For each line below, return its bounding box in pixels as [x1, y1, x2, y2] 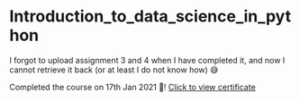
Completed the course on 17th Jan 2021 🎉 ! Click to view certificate [9, 81, 257, 92]
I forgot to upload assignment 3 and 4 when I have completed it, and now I [9, 55, 286, 65]
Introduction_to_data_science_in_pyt [9, 6, 291, 27]
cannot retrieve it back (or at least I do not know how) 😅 [9, 64, 219, 75]
